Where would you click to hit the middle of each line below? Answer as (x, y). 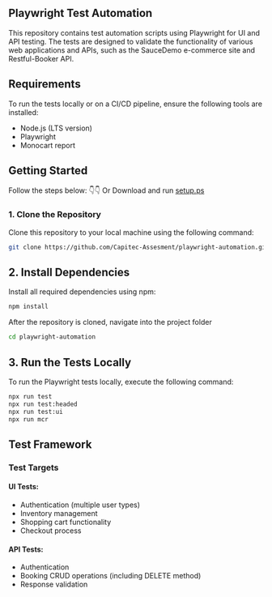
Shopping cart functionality (66, 522)
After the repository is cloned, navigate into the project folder (110, 322)
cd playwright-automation (52, 337)
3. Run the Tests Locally (70, 362)
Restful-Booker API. (41, 58)
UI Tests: (23, 487)
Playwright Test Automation (81, 13)
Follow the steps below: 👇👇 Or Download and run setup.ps (106, 190)
